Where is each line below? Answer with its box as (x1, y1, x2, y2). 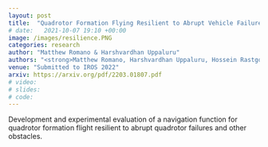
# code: (8, 93, 34, 101)
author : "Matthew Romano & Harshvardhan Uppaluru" (8, 48, 180, 56)
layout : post (8, 11, 52, 20)
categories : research (8, 41, 81, 49)
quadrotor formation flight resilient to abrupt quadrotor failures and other (8, 123, 247, 133)
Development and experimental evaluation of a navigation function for (8, 114, 238, 124)
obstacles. (8, 132, 42, 141)
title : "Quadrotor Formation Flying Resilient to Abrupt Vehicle (8, 19, 234, 27)
